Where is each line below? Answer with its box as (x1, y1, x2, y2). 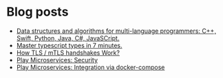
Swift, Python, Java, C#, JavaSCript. (16, 34, 120, 42)
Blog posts (6, 4, 69, 20)
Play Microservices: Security (16, 55, 98, 64)
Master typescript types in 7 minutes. (16, 41, 123, 49)
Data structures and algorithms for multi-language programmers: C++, (16, 27, 216, 35)
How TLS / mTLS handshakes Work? (16, 49, 120, 57)
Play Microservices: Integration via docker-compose (16, 63, 165, 71)
